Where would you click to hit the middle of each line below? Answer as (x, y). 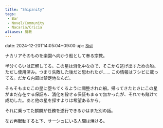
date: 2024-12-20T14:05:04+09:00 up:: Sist (49, 46)
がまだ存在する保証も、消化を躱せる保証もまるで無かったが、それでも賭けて (81, 94)
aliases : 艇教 (19, 32)
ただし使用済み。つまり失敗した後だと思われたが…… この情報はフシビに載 (80, 72)
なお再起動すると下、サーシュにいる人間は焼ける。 (56, 121)
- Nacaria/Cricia (25, 28)
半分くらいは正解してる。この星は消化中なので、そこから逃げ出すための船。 (82, 66)
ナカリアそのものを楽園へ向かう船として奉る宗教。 (56, 56)
